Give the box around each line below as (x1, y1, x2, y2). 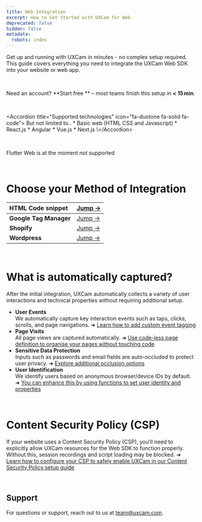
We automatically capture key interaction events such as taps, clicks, (14, 314, 187, 322)
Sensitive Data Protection (14, 346, 81, 354)
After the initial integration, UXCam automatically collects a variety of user (6, 290, 190, 298)
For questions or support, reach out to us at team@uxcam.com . (6, 509, 164, 516)
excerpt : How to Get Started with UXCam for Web (6, 14, 131, 21)
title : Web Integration (6, 8, 66, 15)
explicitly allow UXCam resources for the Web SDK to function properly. (6, 444, 185, 451)
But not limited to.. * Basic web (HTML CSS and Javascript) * (26, 119, 178, 127)
